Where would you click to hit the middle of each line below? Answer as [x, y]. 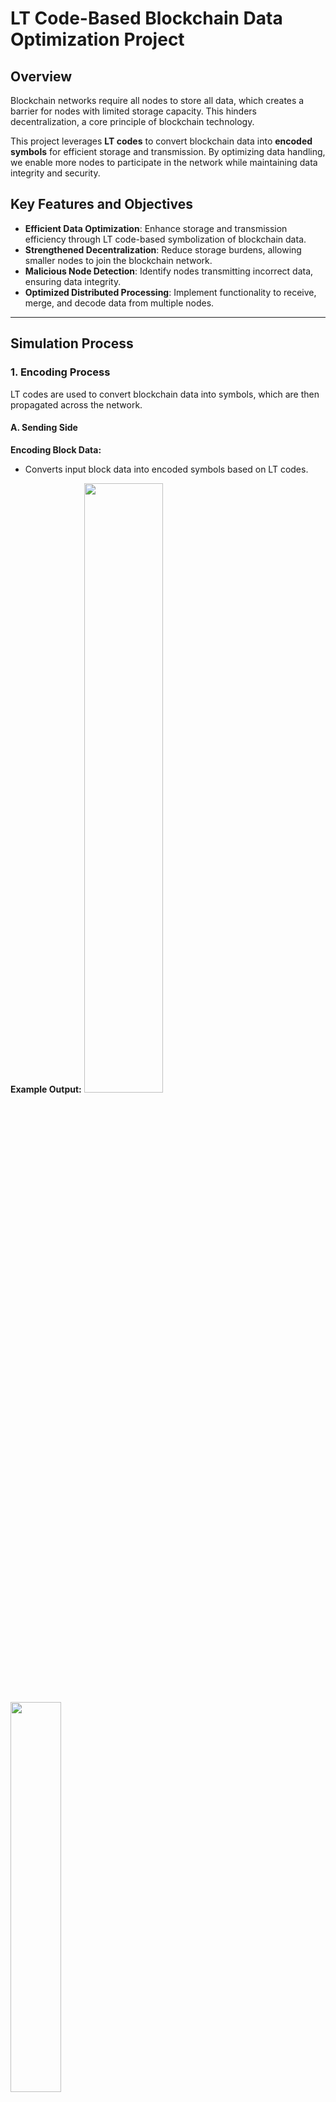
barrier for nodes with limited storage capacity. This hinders [133, 111]
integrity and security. [55, 173]
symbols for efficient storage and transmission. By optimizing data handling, [168, 151]
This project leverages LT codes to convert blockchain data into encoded [161, 141]
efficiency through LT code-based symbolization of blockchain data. [165, 239]
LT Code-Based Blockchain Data [146, 18]
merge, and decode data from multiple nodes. [119, 303]
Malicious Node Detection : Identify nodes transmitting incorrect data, [169, 271]
